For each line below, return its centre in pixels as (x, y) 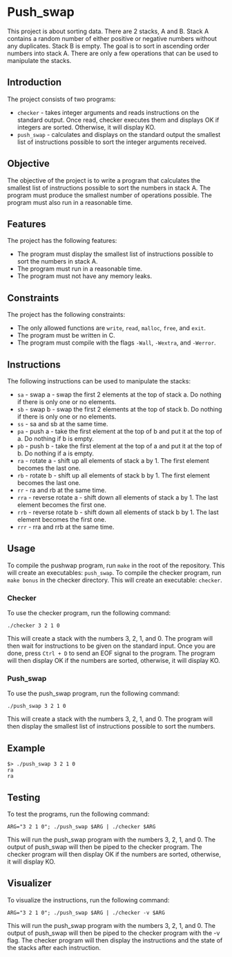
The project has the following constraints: (66, 315)
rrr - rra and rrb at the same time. (66, 527)
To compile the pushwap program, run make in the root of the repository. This (116, 565)
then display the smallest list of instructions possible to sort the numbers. (111, 727)
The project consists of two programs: (61, 99)
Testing (24, 797)
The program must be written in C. (66, 336)
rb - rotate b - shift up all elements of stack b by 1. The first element (114, 475)
